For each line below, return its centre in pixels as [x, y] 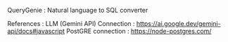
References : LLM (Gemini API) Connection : [71, 23]
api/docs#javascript [36, 31]
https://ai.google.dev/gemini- [178, 23]
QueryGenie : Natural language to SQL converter [78, 10]
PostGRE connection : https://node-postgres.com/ [139, 31]
